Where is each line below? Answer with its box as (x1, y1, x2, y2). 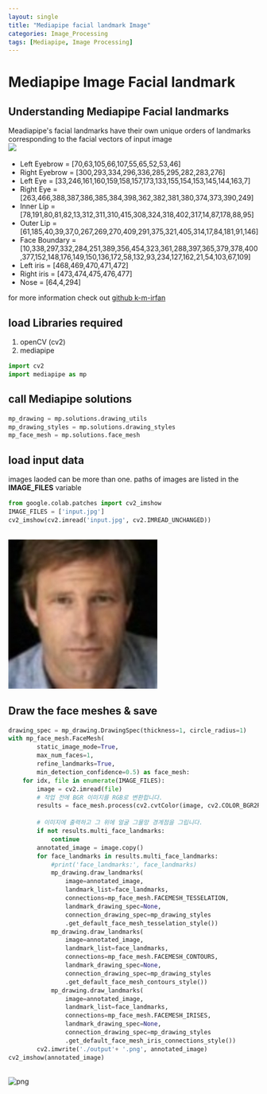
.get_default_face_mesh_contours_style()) (64, 978, 208, 986)
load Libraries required (8, 316, 123, 329)
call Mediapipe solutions (8, 392, 133, 406)
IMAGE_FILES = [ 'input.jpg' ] (8, 508, 105, 516)
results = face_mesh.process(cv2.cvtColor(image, (37, 802, 204, 810)
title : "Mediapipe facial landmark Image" (8, 21, 151, 29)
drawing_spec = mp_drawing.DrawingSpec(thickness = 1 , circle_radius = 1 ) (8, 726, 247, 734)
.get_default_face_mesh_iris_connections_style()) (64, 1037, 237, 1045)
